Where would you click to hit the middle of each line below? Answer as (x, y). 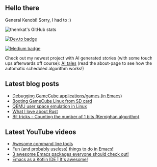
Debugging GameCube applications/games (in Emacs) (67, 96)
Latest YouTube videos (41, 132)
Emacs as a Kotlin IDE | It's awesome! (50, 160)
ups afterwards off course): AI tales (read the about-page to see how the (78, 63)
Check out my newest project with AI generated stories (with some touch (79, 58)
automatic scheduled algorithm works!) (45, 68)
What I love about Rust (35, 111)
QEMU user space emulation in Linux (50, 106)
